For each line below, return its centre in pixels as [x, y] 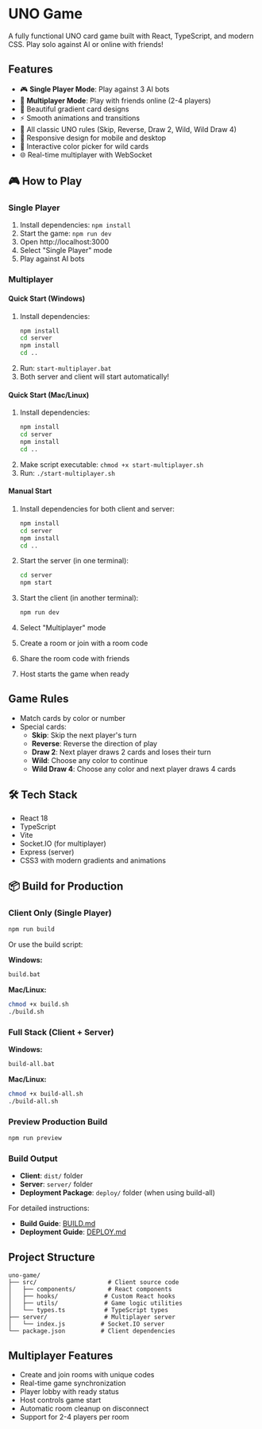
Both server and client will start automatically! [94, 377]
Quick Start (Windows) [47, 298]
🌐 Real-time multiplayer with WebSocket [86, 154]
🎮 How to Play [45, 181]
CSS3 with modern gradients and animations [93, 860]
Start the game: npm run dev [65, 234]
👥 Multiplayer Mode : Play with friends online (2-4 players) [116, 100]
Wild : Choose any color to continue [90, 760]
